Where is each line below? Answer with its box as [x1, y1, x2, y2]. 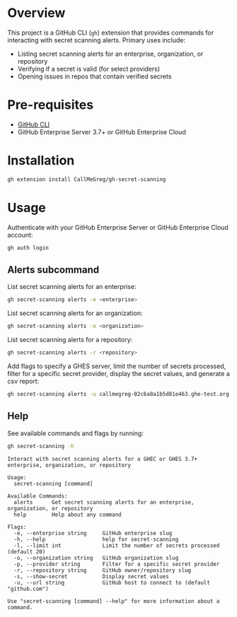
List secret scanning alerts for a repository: [7, 336, 133, 344]
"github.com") [7, 585, 50, 592]
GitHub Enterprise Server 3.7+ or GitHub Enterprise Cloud [17, 127, 186, 136]
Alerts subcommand [7, 264, 100, 276]
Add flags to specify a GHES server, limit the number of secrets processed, [7, 362, 226, 370]
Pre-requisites [7, 97, 94, 113]
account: [7, 230, 33, 239]
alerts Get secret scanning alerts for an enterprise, [13, 498, 195, 506]
